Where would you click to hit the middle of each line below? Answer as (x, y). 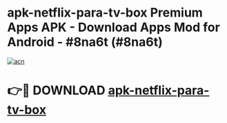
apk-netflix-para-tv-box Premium (105, 13)
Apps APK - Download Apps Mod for (114, 27)
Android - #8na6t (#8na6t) (85, 42)
